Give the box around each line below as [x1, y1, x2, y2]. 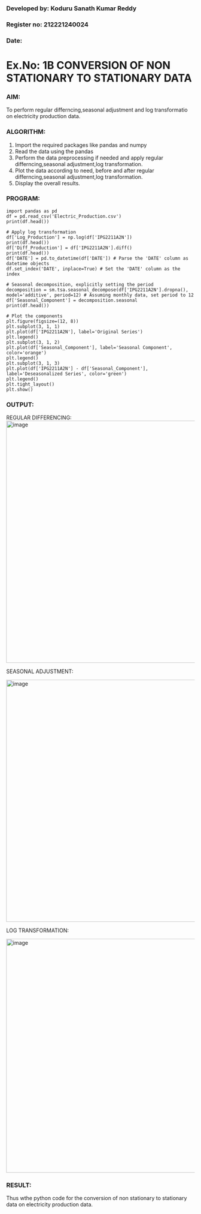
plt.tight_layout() [6, 381, 55, 387]
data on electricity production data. [6, 1201, 93, 1208]
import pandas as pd [6, 208, 58, 214]
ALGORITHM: [6, 128, 46, 136]
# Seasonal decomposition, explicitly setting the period [6, 281, 154, 287]
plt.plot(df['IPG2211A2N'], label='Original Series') [6, 329, 144, 335]
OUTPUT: [6, 400, 34, 408]
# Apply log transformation [6, 229, 77, 235]
